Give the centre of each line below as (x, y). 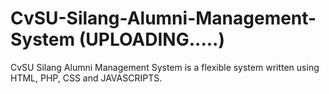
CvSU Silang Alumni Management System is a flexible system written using (165, 67)
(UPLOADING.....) (151, 39)
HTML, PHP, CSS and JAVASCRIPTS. (86, 78)
